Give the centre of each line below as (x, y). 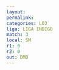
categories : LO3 (27, 23)
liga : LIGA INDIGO (29, 29)
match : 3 (17, 35)
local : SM (19, 40)
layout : (16, 12)
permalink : (20, 18)
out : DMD (17, 57)
